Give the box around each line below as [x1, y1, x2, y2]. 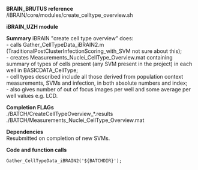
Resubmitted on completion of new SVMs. [6, 135, 110, 142]
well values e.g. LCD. [6, 93, 58, 99]
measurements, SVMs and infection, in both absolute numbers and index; [6, 79, 188, 87]
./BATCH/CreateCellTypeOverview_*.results [6, 111, 113, 117]
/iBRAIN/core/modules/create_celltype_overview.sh [6, 11, 133, 19]
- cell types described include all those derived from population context [6, 73, 184, 80]
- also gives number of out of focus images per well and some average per [6, 86, 191, 93]
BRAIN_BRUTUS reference [6, 5, 73, 12]
